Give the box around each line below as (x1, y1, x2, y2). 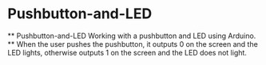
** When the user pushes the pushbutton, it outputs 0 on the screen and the (7, 39, 259, 48)
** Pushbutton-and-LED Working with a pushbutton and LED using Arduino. (7, 31, 256, 40)
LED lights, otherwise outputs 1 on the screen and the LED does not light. (7, 48, 247, 57)
